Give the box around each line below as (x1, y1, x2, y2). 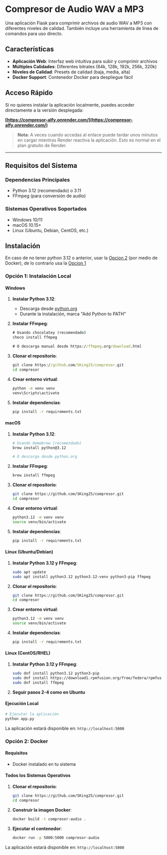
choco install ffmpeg (12, 335, 57, 340)
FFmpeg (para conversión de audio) (12, 193, 86, 199)
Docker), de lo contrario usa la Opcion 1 (5, 260, 86, 266)
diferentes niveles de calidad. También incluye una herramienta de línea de (5, 25, 159, 31)
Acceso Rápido (5, 89, 53, 97)
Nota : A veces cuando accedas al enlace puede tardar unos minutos (17, 132, 158, 138)
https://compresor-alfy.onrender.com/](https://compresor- (6, 117, 133, 123)
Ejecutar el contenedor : (12, 826, 62, 832)
